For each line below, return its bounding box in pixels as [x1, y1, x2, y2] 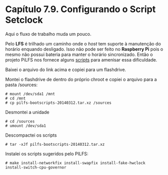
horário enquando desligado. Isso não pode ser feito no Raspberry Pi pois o [5, 46, 163, 52]
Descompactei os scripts [5, 132, 57, 138]
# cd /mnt [5, 96, 26, 101]
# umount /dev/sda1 [5, 123, 46, 128]
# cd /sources [5, 119, 35, 124]
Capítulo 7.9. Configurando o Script [5, 4, 156, 15]
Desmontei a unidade [5, 109, 49, 115]
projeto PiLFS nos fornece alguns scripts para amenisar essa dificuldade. [5, 56, 157, 63]
